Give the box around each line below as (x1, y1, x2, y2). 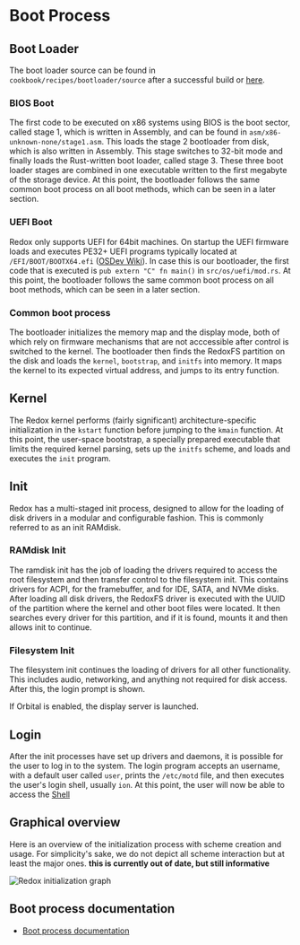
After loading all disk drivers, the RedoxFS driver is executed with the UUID (9, 593, 286, 604)
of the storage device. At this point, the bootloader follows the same (9, 174, 261, 185)
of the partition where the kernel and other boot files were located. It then (9, 602, 280, 613)
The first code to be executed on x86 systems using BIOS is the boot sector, (9, 118, 291, 128)
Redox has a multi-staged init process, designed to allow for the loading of (9, 503, 285, 513)
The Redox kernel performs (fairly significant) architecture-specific (9, 415, 257, 425)
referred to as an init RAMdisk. (9, 521, 122, 532)
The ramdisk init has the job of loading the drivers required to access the (9, 564, 278, 575)
